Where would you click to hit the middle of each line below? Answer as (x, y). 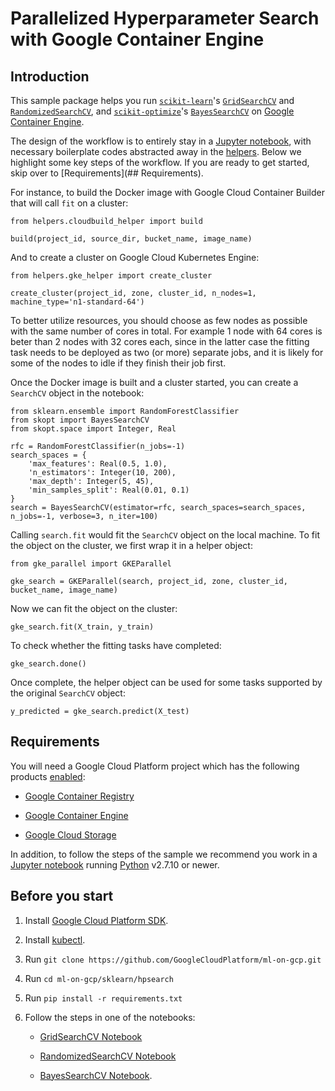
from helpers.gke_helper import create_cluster (111, 276)
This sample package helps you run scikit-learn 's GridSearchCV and (152, 100)
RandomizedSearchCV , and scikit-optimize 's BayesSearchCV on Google (152, 111)
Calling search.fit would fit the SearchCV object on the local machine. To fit (165, 535)
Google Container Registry (79, 796)
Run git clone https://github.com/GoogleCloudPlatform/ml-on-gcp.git (173, 959)
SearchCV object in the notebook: (77, 393)
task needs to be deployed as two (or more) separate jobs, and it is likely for (167, 352)
